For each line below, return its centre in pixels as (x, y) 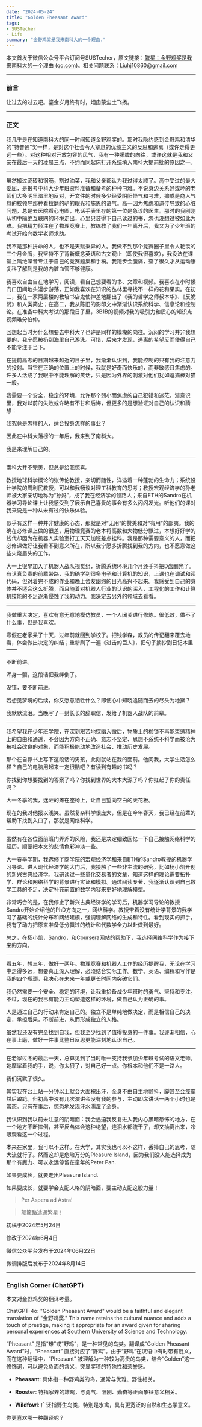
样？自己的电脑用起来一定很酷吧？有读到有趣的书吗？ (72, 767)
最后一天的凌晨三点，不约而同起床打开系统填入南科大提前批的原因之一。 (106, 162)
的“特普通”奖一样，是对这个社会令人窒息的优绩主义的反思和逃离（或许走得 (98, 147)
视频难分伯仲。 (25, 319)
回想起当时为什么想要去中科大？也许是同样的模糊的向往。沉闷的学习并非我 (98, 332)
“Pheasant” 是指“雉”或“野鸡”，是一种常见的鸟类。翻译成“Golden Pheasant (98, 1344)
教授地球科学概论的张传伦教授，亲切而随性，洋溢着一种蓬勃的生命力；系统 (98, 480)
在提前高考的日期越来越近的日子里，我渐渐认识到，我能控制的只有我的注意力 (101, 360)
